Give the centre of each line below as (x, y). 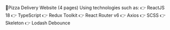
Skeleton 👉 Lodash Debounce (38, 23)
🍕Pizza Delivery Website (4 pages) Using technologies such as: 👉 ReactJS (85, 8)
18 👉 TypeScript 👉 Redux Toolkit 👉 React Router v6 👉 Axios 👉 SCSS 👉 (85, 15)
